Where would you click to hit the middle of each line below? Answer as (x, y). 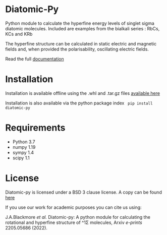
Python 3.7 (24, 142)
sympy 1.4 (23, 152)
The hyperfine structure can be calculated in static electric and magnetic (81, 43)
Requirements (35, 128)
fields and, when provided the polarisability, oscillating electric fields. (77, 49)
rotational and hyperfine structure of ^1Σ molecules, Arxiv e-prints (74, 222)
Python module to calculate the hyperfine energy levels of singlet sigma (80, 23)
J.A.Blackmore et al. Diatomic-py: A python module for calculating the (78, 217)
